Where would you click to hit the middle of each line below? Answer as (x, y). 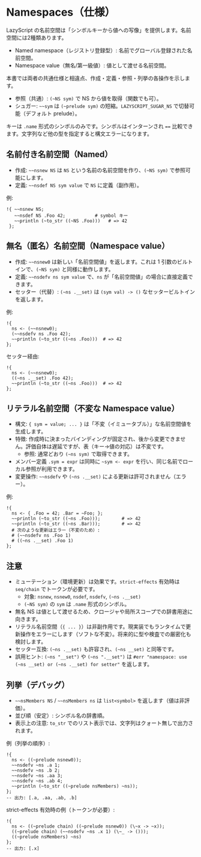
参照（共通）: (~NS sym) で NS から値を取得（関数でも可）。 (88, 98)
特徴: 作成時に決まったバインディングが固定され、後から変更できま (97, 439)
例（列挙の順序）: (28, 743)
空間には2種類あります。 (37, 37)
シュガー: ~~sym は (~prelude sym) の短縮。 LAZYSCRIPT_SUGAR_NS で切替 (102, 106)
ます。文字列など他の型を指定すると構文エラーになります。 (79, 133)
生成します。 (31, 432)
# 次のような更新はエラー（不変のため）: (56, 530)
